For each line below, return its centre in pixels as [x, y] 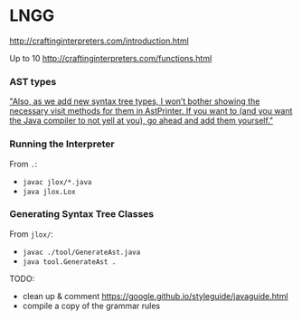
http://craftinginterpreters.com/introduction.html [99, 41]
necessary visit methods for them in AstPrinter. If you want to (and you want [151, 111]
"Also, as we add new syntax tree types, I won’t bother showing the [135, 101]
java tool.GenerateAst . [69, 262]
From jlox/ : [32, 234]
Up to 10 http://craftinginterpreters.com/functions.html [111, 58]
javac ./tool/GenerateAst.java [81, 252]
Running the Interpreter [62, 144]
